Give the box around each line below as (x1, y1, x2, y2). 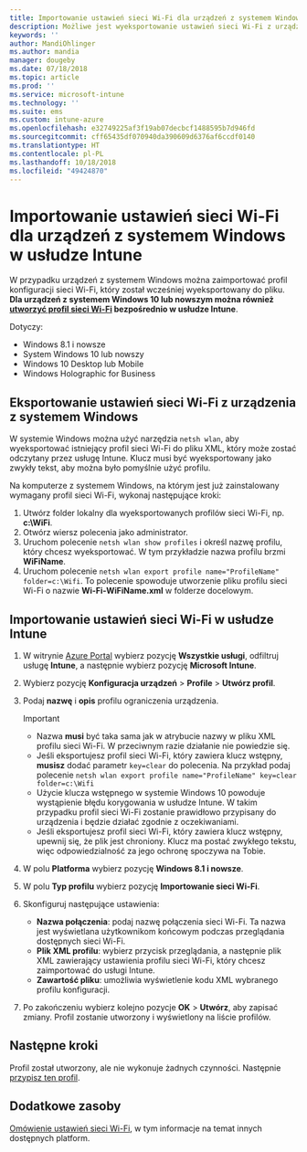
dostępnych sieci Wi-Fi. (36, 935, 126, 946)
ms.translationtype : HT (9, 141, 101, 150)
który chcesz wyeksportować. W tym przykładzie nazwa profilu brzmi (22, 546, 286, 557)
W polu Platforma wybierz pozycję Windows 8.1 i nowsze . (22, 862, 244, 873)
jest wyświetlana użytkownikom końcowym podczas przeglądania (36, 925, 285, 936)
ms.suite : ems (9, 107, 64, 116)
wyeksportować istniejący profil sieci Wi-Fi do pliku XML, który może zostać (9, 443, 297, 454)
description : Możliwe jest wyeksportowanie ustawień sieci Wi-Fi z (9, 22, 272, 31)
